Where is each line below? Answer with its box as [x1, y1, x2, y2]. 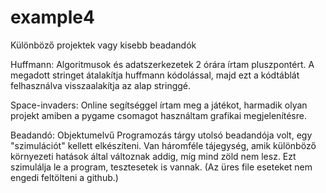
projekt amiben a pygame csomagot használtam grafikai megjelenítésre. [10, 109, 307, 121]
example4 [10, 6, 95, 29]
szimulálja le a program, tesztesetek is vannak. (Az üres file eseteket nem [10, 161, 313, 173]
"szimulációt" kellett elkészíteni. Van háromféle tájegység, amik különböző [10, 139, 317, 151]
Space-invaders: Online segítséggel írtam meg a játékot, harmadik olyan [10, 99, 308, 111]
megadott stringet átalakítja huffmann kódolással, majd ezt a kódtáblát [10, 69, 300, 81]
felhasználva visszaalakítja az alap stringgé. [10, 79, 192, 91]
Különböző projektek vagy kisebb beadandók [10, 39, 197, 51]
